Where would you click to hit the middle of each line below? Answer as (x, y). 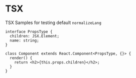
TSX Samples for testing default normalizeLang (53, 22)
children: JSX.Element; (34, 36)
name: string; (24, 40)
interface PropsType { (29, 31)
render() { (21, 58)
